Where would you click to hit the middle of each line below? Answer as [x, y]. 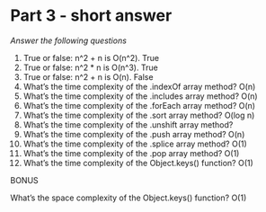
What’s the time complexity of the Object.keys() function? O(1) [138, 163]
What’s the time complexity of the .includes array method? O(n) [141, 96]
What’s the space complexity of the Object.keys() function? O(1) [129, 198]
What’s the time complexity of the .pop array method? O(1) [131, 153]
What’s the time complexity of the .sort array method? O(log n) [139, 115]
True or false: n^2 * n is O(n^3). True [90, 67]
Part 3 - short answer [91, 16]
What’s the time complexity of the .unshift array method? [128, 124]
